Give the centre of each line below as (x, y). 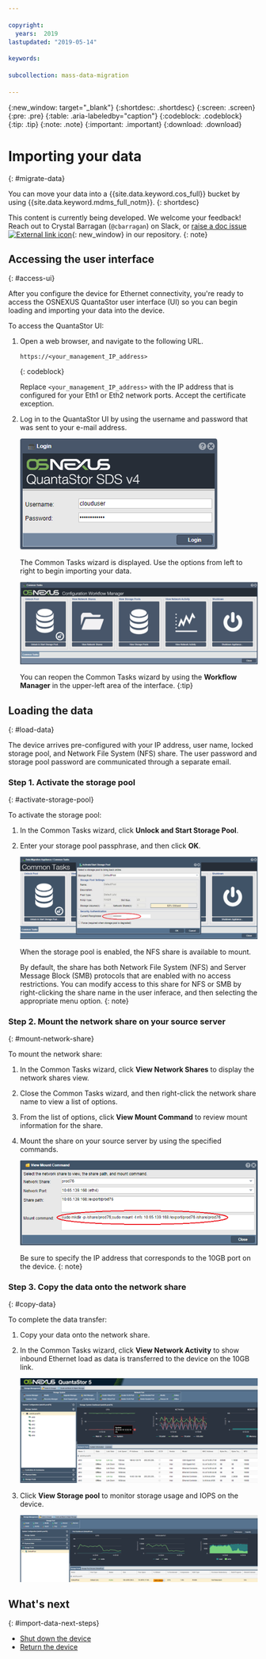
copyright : (26, 25)
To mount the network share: (55, 1054)
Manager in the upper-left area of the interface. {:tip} (106, 686)
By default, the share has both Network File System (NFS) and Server (133, 968)
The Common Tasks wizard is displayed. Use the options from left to (131, 563)
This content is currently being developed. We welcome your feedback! (125, 217)
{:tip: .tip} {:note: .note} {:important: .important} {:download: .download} (125, 124)
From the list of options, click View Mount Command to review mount (133, 1117)
